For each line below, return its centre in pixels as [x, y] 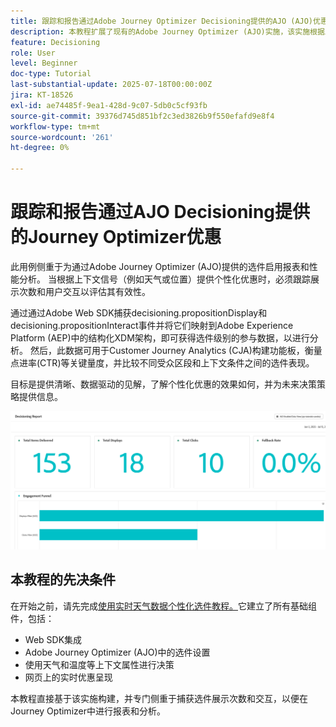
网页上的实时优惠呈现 [68, 677]
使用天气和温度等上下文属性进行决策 [99, 664]
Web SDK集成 [53, 639]
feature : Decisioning [55, 42]
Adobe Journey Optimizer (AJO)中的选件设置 [117, 652]
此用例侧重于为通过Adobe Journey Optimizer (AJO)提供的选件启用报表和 [160, 266]
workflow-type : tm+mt [55, 126]
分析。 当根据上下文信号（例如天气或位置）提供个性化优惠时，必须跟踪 [164, 279]
